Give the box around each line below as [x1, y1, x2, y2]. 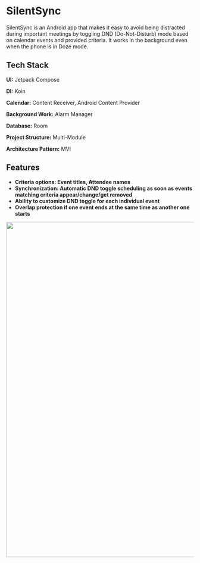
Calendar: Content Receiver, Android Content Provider [6, 99, 140, 106]
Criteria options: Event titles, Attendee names [14, 178, 130, 185]
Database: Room [6, 122, 48, 129]
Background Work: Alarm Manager [6, 110, 93, 117]
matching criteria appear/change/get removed [14, 191, 133, 198]
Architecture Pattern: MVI [6, 145, 71, 153]
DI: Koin [6, 88, 26, 95]
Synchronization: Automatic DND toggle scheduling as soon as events [14, 185, 192, 192]
